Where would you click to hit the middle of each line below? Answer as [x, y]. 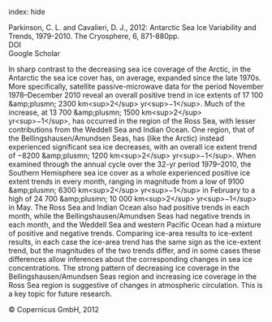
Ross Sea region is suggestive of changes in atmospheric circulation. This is [136, 285]
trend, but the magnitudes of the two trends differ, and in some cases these [135, 250]
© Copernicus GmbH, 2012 [54, 309]
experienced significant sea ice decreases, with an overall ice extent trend [133, 147]
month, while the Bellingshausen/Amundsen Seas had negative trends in [130, 216]
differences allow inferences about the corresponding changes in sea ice [131, 259]
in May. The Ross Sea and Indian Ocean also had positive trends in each [129, 207]
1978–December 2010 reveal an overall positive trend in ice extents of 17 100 [136, 95]
